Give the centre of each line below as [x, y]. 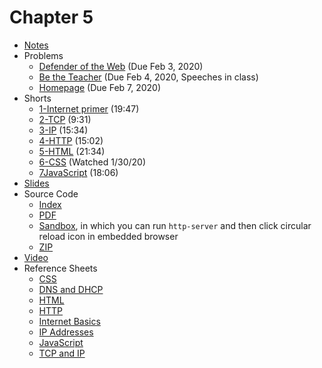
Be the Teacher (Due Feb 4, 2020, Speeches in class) [148, 77]
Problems [43, 55]
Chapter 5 [51, 17]
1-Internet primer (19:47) [89, 108]
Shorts [37, 98]
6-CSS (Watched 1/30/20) [92, 162]
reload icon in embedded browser [108, 236]
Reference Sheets [60, 268]
